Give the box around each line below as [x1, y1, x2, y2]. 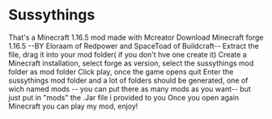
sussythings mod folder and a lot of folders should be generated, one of [8, 75, 249, 85]
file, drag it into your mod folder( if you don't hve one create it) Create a [8, 49, 247, 59]
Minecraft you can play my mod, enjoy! [8, 101, 138, 111]
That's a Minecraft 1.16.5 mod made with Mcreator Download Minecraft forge [8, 32, 264, 42]
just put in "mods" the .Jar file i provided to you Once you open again [8, 92, 240, 102]
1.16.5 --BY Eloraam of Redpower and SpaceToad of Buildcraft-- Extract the [8, 40, 259, 50]
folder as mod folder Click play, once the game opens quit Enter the [8, 66, 234, 76]
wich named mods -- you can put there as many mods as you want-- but [8, 83, 251, 94]
